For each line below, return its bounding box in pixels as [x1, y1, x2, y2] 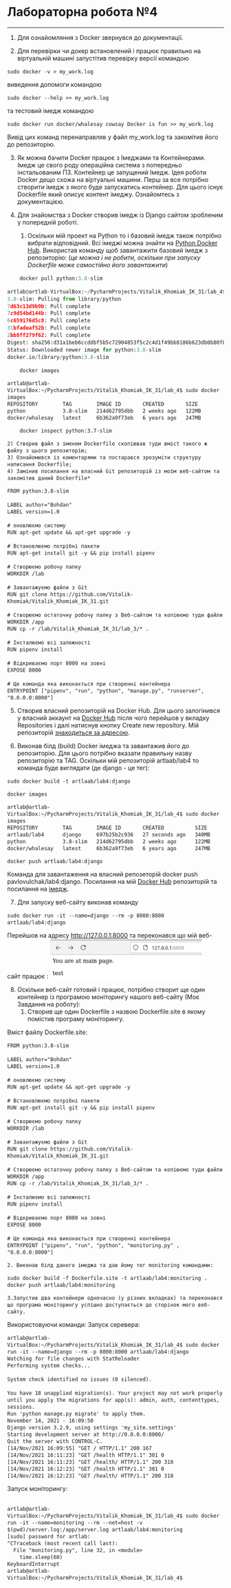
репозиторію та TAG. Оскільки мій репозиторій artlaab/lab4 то [16, 756, 199, 765]
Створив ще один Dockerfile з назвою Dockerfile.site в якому [27, 1007, 206, 1016]
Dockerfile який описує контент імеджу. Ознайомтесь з [16, 190, 180, 198]
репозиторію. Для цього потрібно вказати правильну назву [16, 749, 192, 757]
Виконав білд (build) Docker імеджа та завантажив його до [16, 741, 190, 750]
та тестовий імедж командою [7, 106, 94, 114]
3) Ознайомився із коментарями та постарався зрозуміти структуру [7, 454, 201, 461]
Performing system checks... [7, 1362, 91, 1370]
